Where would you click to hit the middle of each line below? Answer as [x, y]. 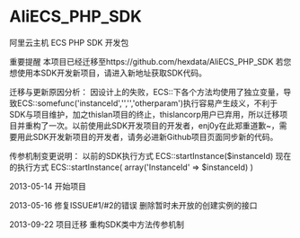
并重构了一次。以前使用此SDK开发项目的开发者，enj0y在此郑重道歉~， [148, 125]
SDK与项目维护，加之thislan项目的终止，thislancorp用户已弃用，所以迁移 [145, 114]
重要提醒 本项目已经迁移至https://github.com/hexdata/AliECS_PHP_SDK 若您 [150, 61]
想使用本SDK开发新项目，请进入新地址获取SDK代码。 [108, 73]
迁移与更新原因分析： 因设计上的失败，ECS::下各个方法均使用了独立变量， [146, 92]
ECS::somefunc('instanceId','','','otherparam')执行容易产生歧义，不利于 [147, 103]
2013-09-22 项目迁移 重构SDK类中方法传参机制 [97, 224]
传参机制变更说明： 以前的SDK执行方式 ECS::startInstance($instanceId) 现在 [150, 155]
